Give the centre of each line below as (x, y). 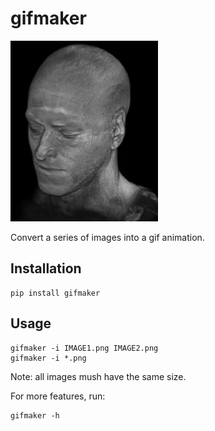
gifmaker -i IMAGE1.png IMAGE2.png (84, 348)
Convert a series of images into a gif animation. (107, 237)
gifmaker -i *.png (48, 358)
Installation (46, 268)
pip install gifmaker (55, 293)
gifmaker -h (35, 415)
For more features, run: (58, 396)
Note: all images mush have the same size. (98, 376)
